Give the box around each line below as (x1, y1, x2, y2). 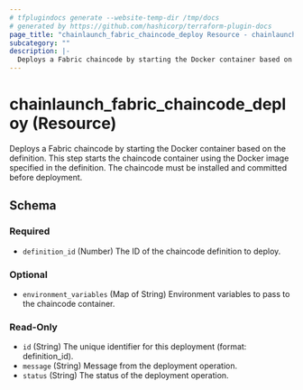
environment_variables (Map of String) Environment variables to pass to (22, 288, 290, 299)
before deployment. (9, 172, 83, 182)
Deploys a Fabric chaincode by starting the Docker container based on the (9, 143, 287, 153)
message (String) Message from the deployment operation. (22, 360, 237, 371)
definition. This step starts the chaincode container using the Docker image (9, 153, 289, 163)
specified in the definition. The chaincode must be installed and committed (9, 162, 288, 172)
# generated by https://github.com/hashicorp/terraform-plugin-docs (9, 22, 272, 31)
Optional (9, 268, 48, 281)
